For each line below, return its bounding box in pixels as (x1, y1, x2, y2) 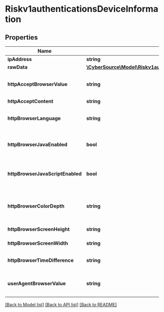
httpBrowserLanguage (7, 115, 61, 121)
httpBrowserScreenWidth (7, 240, 68, 247)
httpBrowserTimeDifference (7, 257, 74, 264)
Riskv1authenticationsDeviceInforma (5, 3, 159, 15)
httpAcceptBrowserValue (7, 81, 68, 87)
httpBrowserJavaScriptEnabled (7, 171, 82, 177)
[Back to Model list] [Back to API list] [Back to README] (5, 302, 117, 308)
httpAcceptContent (7, 98, 54, 104)
